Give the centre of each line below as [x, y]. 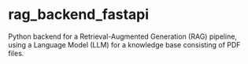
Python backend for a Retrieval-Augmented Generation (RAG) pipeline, [123, 36]
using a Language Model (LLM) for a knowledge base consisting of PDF [124, 44]
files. [16, 53]
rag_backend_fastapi [79, 15]
